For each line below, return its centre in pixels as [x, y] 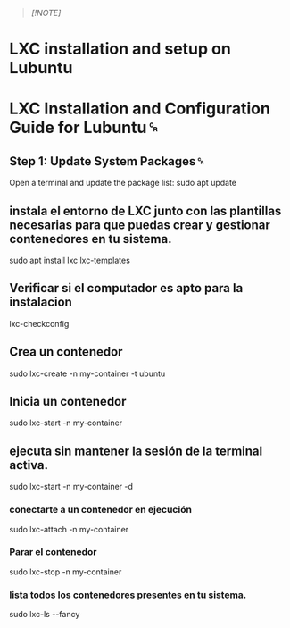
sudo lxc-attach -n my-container [69, 529]
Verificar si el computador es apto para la [126, 288]
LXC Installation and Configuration [140, 109]
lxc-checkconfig [39, 323]
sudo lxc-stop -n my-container [66, 572]
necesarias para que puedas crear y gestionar [140, 225]
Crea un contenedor [66, 352]
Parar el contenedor [53, 552]
